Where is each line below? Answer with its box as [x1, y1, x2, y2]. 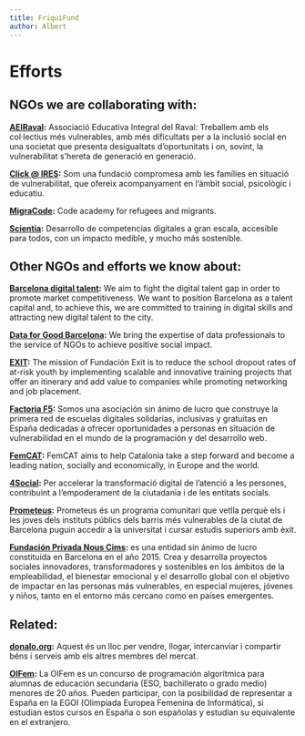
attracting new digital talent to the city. [9, 312, 154, 323]
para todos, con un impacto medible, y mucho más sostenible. [9, 232, 243, 243]
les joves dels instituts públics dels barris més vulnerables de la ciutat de [9, 515, 283, 526]
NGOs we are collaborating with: [9, 97, 198, 113]
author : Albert [9, 22, 67, 31]
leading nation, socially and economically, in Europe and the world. [9, 460, 260, 471]
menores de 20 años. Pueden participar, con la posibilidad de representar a [9, 688, 293, 699]
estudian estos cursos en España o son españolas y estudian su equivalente [9, 707, 296, 718]
